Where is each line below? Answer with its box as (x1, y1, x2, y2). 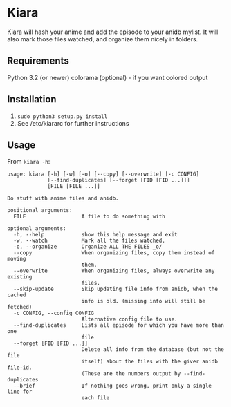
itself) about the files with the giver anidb (81, 358, 218, 366)
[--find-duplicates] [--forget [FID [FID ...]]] (47, 177, 190, 184)
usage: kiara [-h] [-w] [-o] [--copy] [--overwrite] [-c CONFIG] (7, 171, 199, 178)
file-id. (7, 364, 33, 371)
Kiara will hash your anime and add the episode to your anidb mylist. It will (7, 28, 219, 36)
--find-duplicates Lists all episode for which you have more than (13, 322, 225, 329)
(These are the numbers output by (81, 370, 181, 377)
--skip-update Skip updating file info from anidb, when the (13, 285, 218, 293)
